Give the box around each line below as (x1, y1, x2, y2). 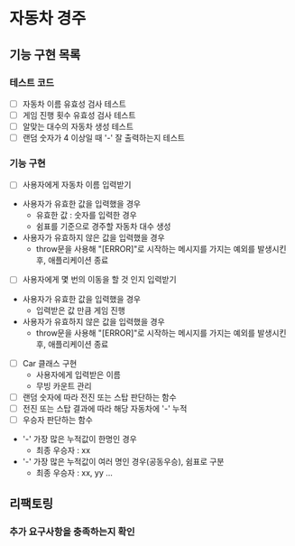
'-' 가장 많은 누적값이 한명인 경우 (22, 433, 137, 444)
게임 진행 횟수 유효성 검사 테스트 (22, 109, 136, 120)
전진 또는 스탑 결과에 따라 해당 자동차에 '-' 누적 (22, 403, 188, 413)
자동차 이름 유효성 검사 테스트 (22, 98, 126, 109)
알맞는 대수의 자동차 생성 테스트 (22, 121, 134, 132)
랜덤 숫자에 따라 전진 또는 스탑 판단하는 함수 (22, 392, 178, 403)
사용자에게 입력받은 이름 (35, 369, 122, 380)
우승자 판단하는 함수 (22, 414, 93, 425)
